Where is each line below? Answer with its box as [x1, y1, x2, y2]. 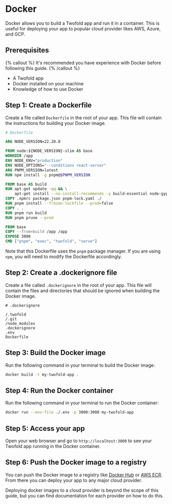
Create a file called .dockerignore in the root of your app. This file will [5, 282, 152, 288]
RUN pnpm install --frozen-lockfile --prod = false [5, 201, 114, 206]
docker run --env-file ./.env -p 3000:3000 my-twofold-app [5, 410, 134, 415]
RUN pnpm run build [5, 210, 47, 215]
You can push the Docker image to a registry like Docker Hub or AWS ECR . [5, 472, 163, 478]
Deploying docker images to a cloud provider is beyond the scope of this [5, 487, 159, 493]
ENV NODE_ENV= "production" [5, 158, 63, 164]
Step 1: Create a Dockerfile [5, 101, 92, 110]
